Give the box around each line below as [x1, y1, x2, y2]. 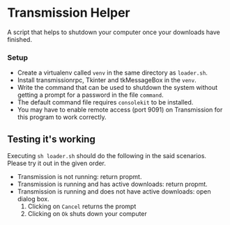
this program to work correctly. [17, 113, 107, 121]
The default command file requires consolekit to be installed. [17, 98, 194, 107]
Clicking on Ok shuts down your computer [27, 210, 148, 218]
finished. [7, 35, 33, 43]
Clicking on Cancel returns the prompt [27, 202, 137, 210]
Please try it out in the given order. [7, 159, 107, 168]
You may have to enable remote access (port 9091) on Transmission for [17, 106, 223, 114]
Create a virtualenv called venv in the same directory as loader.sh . [17, 68, 208, 77]
